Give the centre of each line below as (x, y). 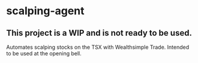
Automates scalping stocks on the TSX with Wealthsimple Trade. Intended (98, 47)
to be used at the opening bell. (44, 53)
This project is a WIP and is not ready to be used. (99, 33)
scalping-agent (46, 11)
